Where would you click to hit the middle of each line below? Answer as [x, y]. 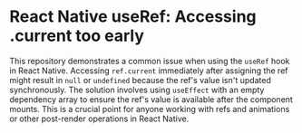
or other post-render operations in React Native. [99, 119]
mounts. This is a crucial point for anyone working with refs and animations [150, 109]
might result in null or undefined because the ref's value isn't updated [141, 80]
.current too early [77, 36]
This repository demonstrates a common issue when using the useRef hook [150, 61]
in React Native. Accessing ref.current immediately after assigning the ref [149, 71]
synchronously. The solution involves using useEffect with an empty [137, 90]
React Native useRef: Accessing [133, 17]
